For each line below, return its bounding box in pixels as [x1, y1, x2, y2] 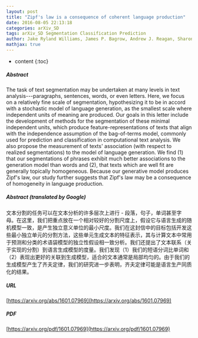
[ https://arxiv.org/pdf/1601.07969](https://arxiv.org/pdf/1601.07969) [6, 325, 170, 332]
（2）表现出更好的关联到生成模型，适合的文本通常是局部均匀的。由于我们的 [6, 253, 190, 260]
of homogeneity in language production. [6, 180, 104, 187]
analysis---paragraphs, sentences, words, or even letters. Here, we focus [6, 92, 184, 99]
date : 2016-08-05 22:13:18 [6, 19, 72, 25]
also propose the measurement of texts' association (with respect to [6, 142, 172, 149]
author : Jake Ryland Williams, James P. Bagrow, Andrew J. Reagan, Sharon [6, 36, 194, 42]
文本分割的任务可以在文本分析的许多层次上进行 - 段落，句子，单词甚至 [6, 209, 177, 216]
